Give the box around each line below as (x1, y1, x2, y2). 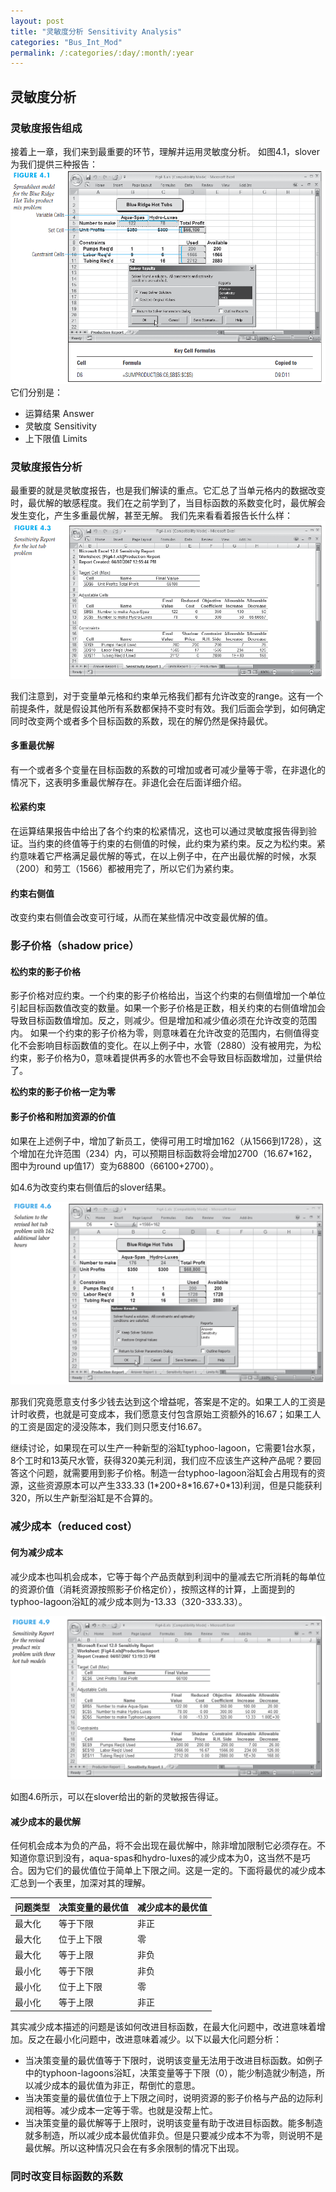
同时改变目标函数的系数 (10, 2169, 123, 2183)
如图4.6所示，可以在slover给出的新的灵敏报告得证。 (10, 1790, 224, 1802)
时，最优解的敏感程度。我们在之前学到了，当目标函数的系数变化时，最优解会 (10, 496, 326, 509)
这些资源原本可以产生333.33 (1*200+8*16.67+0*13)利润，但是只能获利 (27, 1480, 323, 1492)
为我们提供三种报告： (10, 158, 98, 170)
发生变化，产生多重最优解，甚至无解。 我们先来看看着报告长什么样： (10, 509, 293, 521)
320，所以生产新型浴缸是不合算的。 (10, 1492, 159, 1504)
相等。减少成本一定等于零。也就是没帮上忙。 (33, 2104, 218, 2116)
